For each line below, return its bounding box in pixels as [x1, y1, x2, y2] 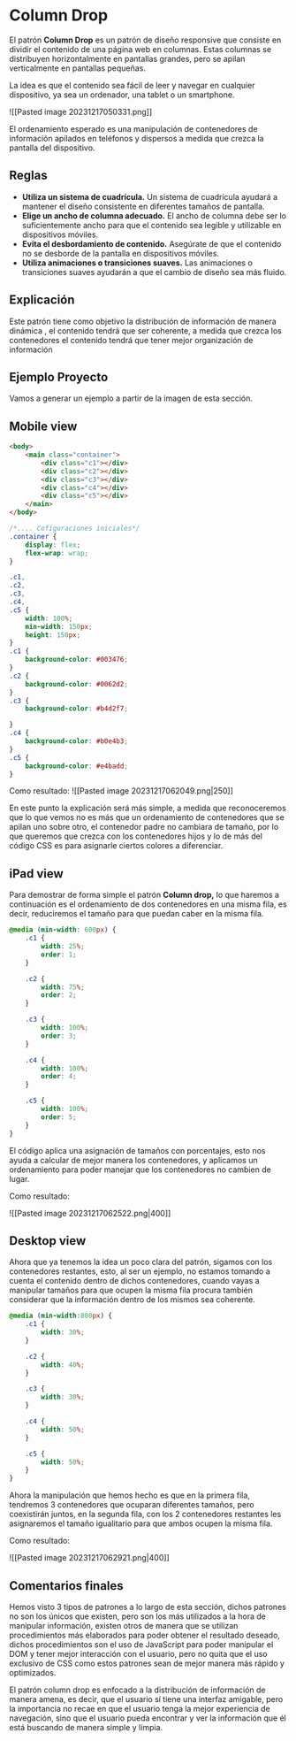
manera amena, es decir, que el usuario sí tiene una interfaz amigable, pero [9, 1694, 284, 1704]
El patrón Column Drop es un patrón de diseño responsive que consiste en [9, 35, 282, 45]
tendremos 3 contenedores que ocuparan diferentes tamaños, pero [9, 1499, 254, 1510]
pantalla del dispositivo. [9, 142, 95, 153]
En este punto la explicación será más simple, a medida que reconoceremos [9, 802, 287, 814]
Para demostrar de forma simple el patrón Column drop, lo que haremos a [9, 890, 280, 901]
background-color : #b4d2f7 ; [25, 704, 128, 713]
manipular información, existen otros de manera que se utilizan [9, 1621, 239, 1630]
